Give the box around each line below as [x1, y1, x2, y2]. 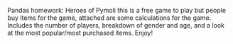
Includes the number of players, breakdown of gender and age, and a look [7, 21, 225, 29]
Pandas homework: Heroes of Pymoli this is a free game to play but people [7, 6, 226, 14]
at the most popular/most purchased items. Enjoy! [7, 28, 153, 37]
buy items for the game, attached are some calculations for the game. [7, 13, 212, 22]
